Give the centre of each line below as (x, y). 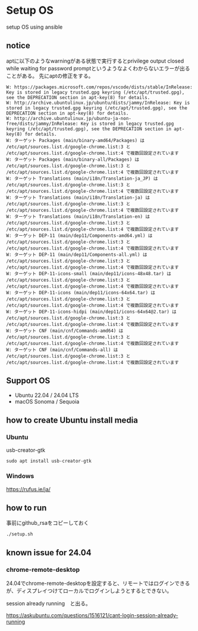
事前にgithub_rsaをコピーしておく (48, 523)
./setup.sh (20, 534)
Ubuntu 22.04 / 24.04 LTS (47, 395)
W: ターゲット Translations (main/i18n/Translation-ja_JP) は (82, 178)
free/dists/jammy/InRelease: (42, 124)
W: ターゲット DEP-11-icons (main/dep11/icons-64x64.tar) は (81, 293)
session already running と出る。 (48, 604)
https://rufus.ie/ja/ (28, 489)
